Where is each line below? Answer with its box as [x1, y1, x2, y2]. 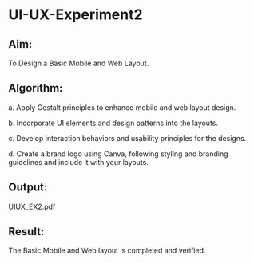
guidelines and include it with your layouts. [8, 157, 149, 167]
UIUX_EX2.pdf [8, 202, 56, 211]
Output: [8, 181, 48, 194]
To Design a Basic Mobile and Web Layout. [8, 58, 149, 68]
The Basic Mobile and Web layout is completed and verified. [8, 245, 206, 256]
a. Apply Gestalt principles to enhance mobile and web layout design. [8, 102, 236, 112]
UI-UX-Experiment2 [8, 6, 143, 24]
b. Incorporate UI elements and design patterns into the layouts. [8, 118, 218, 128]
